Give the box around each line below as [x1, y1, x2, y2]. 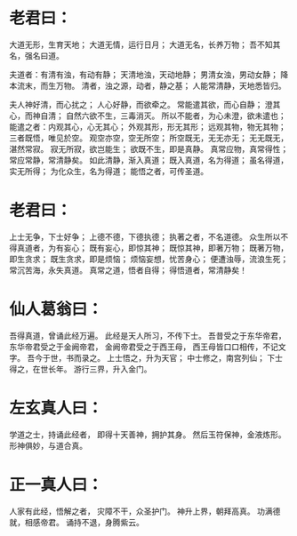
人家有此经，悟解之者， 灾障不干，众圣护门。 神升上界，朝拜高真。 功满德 [9, 506, 281, 516]
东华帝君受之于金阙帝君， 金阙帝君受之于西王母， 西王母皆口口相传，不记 [9, 341, 278, 352]
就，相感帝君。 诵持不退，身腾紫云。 [9, 516, 144, 527]
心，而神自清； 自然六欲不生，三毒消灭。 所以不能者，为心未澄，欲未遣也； [9, 110, 286, 121]
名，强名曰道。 [9, 50, 64, 60]
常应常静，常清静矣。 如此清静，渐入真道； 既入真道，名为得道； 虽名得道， [9, 155, 289, 165]
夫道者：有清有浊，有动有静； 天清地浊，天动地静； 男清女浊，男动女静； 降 [9, 68, 289, 80]
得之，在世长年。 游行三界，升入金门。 [9, 364, 152, 374]
